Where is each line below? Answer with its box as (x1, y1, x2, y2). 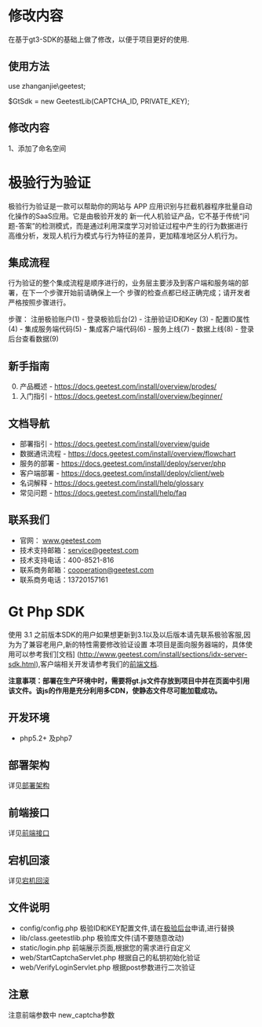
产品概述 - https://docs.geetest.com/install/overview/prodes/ (19, 382, 217, 391)
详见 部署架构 (8, 780, 49, 790)
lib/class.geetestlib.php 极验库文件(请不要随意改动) (19, 933, 184, 942)
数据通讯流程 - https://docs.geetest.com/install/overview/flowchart (19, 448, 236, 458)
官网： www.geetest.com (19, 535, 102, 545)
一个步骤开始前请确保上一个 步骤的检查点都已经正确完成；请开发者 (35, 288, 251, 298)
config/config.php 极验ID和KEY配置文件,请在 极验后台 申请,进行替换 (19, 923, 235, 933)
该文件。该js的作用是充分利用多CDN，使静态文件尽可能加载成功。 (8, 685, 222, 695)
